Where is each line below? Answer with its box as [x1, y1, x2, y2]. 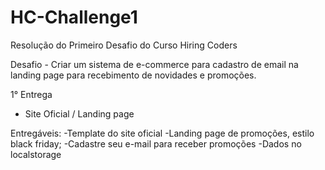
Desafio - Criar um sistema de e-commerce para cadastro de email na [10, 58, 299, 70]
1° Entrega [10, 88, 53, 100]
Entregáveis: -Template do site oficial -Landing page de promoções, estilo [10, 127, 315, 139]
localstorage [10, 148, 62, 160]
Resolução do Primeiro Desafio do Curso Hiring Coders [10, 39, 238, 51]
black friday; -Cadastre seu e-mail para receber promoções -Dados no [10, 137, 302, 150]
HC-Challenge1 [10, 6, 138, 29]
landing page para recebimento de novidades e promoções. [10, 69, 257, 81]
